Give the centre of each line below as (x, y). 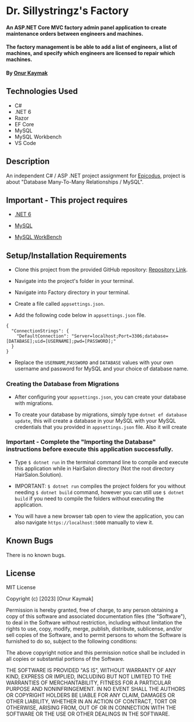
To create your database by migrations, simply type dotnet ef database (101, 414)
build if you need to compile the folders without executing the (89, 498)
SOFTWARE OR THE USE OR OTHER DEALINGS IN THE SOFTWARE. (88, 714)
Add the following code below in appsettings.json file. (80, 315)
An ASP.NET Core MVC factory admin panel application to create (86, 27)
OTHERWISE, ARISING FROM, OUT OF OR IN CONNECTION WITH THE (91, 708)
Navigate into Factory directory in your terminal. (72, 292)
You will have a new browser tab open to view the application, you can (99, 516)
